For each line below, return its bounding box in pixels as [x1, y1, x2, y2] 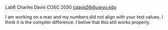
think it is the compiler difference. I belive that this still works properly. [5, 19, 151, 25]
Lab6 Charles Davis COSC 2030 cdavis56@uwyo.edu [5, 4, 117, 10]
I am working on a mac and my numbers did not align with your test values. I [5, 14, 163, 19]
